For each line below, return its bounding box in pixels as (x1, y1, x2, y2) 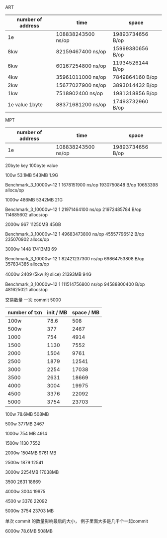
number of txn (7, 309, 42, 316)
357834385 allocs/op (5, 261, 50, 267)
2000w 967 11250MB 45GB (5, 221, 61, 227)
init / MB (47, 309, 68, 316)
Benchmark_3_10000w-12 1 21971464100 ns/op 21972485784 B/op (5, 206, 142, 212)
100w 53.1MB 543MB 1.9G (5, 172, 59, 178)
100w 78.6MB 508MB (5, 411, 49, 417)
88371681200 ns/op (56, 101, 106, 108)
